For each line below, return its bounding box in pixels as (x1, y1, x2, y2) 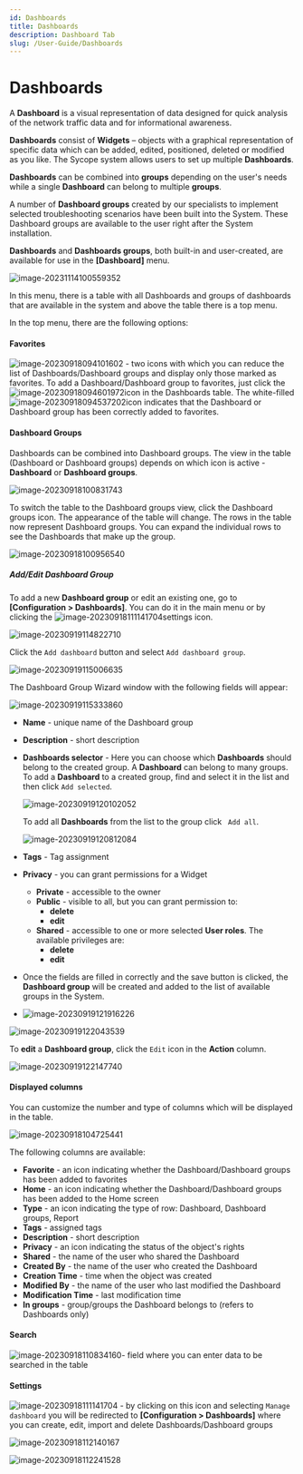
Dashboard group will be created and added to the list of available (22, 981, 270, 991)
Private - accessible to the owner (35, 886, 161, 897)
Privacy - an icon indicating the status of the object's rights (22, 1241, 245, 1252)
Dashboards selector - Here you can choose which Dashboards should (22, 752, 292, 763)
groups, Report (22, 1212, 80, 1223)
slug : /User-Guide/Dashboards (9, 38, 124, 48)
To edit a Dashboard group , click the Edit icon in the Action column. (9, 1043, 267, 1054)
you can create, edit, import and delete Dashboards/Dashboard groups (9, 1420, 274, 1430)
